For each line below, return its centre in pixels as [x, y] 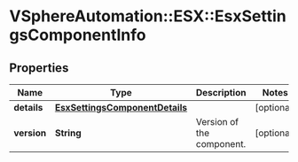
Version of [217, 122]
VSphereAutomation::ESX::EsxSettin [148, 16]
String [68, 133]
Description [221, 93]
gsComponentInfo [78, 35]
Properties [39, 68]
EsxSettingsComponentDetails [121, 108]
